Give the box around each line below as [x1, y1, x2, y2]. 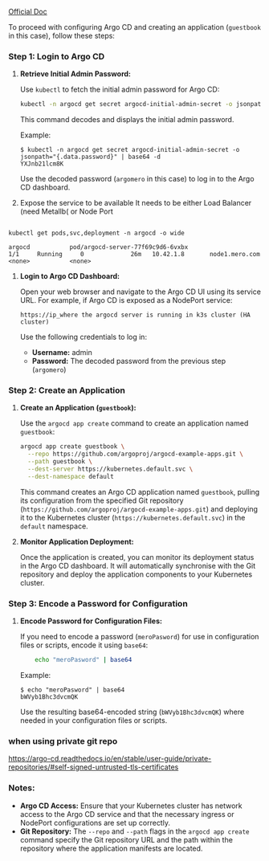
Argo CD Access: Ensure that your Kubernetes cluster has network [19, 801, 243, 810]
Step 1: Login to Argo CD [8, 51, 105, 62]
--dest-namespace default [27, 472, 114, 480]
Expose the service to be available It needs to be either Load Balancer [19, 198, 252, 208]
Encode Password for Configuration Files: [19, 616, 163, 626]
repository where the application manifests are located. [19, 843, 203, 853]
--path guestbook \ [27, 458, 92, 466]
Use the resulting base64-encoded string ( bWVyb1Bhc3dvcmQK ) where [19, 707, 245, 717]
